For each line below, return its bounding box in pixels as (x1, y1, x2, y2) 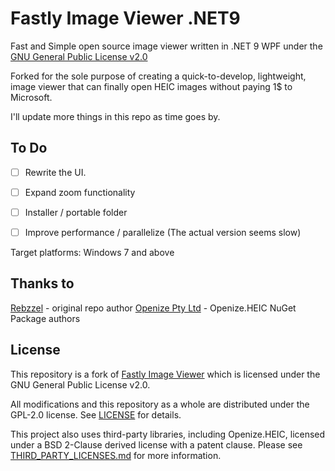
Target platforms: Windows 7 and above (10, 247, 175, 258)
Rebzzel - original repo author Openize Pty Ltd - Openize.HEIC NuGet (10, 302, 297, 314)
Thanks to (10, 275, 75, 292)
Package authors (10, 312, 81, 324)
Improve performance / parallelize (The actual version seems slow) (24, 226, 302, 238)
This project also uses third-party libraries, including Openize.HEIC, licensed (10, 428, 326, 440)
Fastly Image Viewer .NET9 (10, 7, 241, 30)
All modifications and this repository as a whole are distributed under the (10, 398, 310, 410)
